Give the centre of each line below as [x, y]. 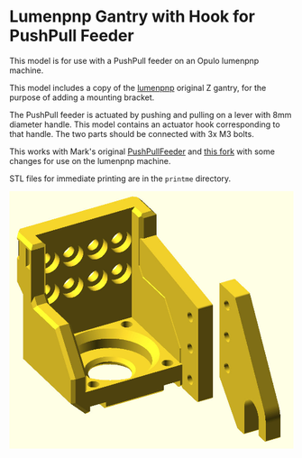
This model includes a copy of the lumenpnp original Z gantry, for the [138, 87]
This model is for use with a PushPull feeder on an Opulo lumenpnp [134, 60]
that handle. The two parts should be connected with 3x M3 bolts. [132, 133]
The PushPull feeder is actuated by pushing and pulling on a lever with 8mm [151, 114]
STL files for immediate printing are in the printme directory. [120, 179]
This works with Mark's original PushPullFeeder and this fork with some [142, 151]
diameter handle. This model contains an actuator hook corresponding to [145, 124]
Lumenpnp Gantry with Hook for [132, 17]
